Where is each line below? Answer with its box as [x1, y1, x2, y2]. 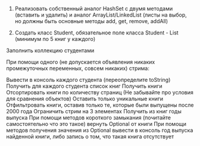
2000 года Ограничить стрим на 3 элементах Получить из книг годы [6, 108, 182, 115]
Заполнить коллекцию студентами [6, 47, 95, 54]
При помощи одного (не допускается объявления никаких [6, 59, 155, 65]
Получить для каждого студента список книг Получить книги [6, 82, 162, 90]
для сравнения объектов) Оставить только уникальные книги [6, 95, 164, 102]
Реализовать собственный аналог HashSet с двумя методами [14, 5, 173, 12]
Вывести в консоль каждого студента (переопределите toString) [6, 77, 171, 83]
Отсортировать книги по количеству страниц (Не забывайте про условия [6, 89, 193, 96]
